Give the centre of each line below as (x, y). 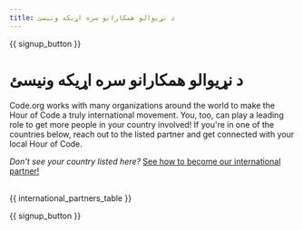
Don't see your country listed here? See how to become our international (145, 161)
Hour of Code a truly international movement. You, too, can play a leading (147, 115)
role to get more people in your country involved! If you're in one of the (142, 124)
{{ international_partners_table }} (71, 198)
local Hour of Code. (46, 144)
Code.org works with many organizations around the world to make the (142, 105)
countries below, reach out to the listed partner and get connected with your (152, 134)
